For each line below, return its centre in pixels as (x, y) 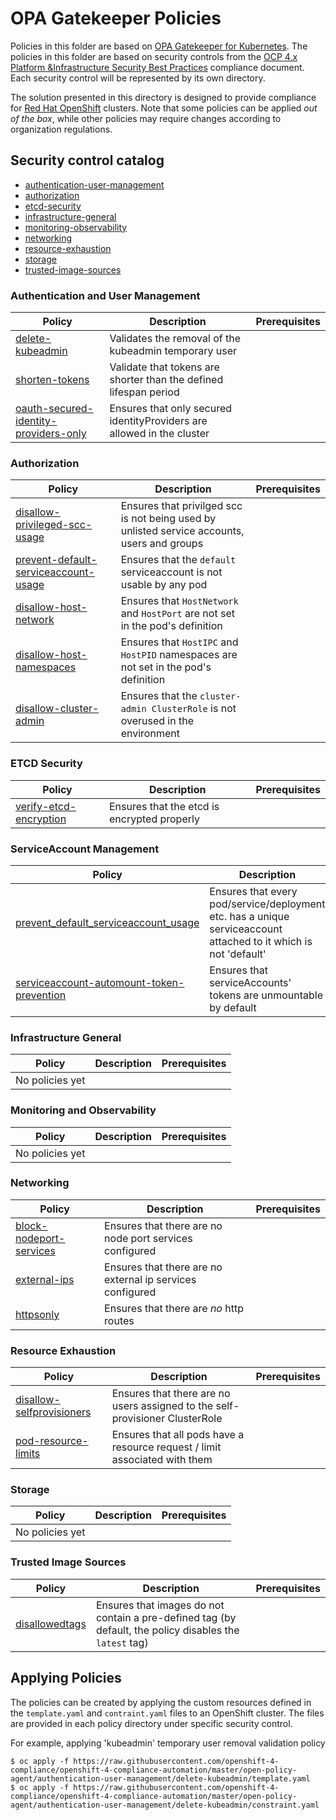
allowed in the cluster (159, 434)
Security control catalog (87, 160)
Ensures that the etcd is (164, 806)
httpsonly (37, 1314)
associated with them (162, 1460)
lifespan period (144, 392)
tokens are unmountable (266, 995)
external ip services (150, 1279)
